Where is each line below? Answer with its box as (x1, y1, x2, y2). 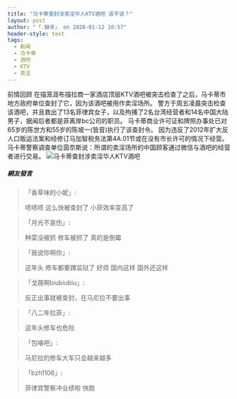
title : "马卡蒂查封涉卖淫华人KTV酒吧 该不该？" (7, 10, 133, 18)
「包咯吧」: (24, 339, 58, 347)
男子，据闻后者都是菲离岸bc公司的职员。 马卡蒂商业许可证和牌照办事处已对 (7, 116, 228, 125)
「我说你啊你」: (24, 248, 71, 257)
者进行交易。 (7, 151, 45, 160)
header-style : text (7, 30, 65, 37)
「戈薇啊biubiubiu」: (24, 279, 85, 287)
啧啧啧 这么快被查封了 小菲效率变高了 (24, 203, 134, 212)
